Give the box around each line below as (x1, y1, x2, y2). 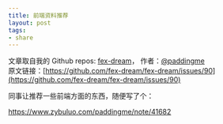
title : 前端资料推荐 (8, 11, 69, 20)
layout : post (8, 19, 51, 27)
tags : (8, 26, 26, 34)
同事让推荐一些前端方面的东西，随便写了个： (8, 92, 154, 101)
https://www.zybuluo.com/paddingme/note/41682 (8, 107, 172, 117)
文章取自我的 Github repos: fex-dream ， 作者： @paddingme (8, 56, 206, 66)
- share (8, 33, 34, 42)
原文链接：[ (8, 66, 46, 76)
